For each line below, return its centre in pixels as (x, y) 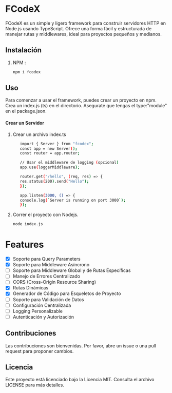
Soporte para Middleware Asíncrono (51, 265)
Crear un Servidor (25, 123)
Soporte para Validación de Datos (48, 299)
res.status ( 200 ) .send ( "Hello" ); (54, 181)
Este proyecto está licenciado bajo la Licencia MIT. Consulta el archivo (80, 380)
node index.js (28, 224)
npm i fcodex (27, 72)
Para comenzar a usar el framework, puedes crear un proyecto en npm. (81, 100)
